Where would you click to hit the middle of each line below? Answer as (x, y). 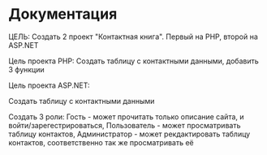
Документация (63, 14)
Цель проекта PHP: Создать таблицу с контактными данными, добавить (134, 61)
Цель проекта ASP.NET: (49, 85)
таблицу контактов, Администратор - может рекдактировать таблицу (129, 134)
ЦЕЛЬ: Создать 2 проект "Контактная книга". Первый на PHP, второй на (133, 37)
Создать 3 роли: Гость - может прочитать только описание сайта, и (127, 116)
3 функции (26, 69)
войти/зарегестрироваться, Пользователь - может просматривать (125, 125)
